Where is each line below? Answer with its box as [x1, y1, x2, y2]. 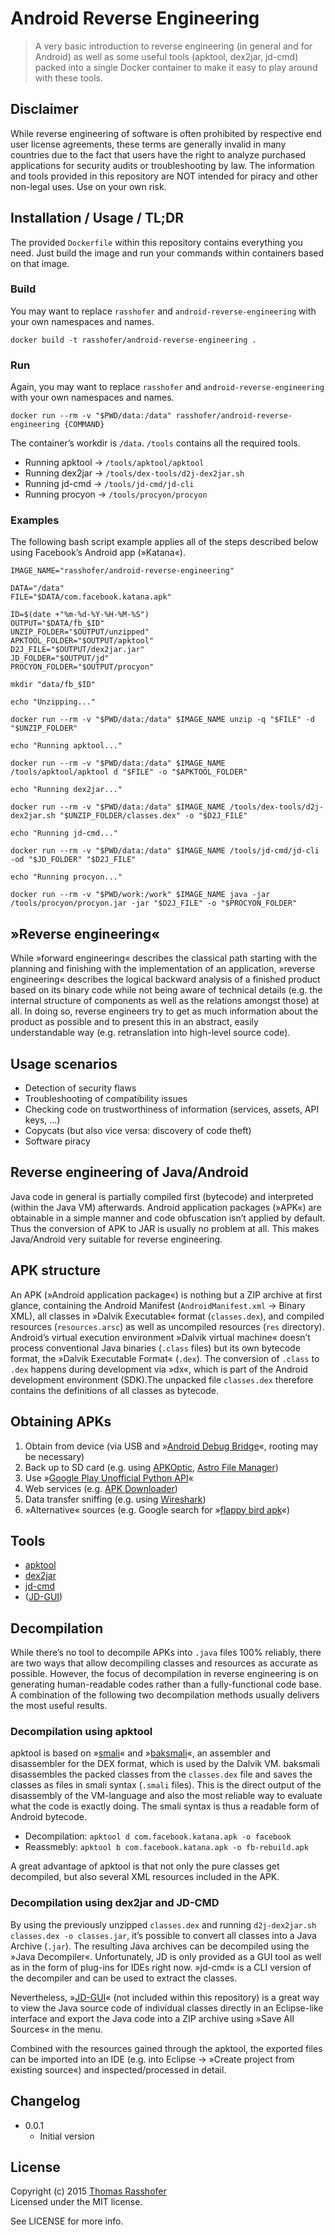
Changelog [10, 2093, 81, 2110]
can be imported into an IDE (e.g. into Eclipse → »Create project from [10, 2053, 295, 2065]
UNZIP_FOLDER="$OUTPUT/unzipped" [10, 627, 150, 637]
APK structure [10, 1262, 102, 1279]
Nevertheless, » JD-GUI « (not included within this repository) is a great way [10, 1991, 320, 2003]
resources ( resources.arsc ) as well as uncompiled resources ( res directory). [10, 1320, 325, 1332]
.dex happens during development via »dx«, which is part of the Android [10, 1363, 308, 1375]
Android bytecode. [10, 1811, 87, 1823]
